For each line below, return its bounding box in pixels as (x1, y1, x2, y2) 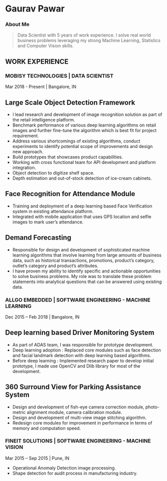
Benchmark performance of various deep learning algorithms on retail (12, 122, 156, 128)
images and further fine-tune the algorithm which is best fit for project (12, 127, 157, 133)
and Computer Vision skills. (17, 43, 74, 49)
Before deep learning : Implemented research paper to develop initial (12, 357, 154, 363)
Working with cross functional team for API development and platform (12, 159, 156, 165)
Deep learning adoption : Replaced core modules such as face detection (12, 347, 161, 353)
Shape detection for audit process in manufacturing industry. (12, 470, 138, 476)
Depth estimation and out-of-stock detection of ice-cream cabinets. (12, 175, 152, 181)
